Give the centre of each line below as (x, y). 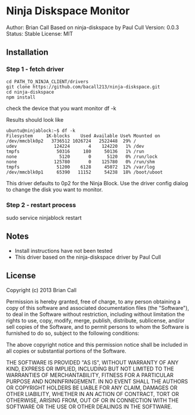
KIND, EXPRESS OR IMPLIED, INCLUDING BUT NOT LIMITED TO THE (90, 369)
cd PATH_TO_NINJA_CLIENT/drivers (47, 81)
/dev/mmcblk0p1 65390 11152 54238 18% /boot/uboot (84, 172)
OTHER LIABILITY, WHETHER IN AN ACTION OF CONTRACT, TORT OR (92, 394)
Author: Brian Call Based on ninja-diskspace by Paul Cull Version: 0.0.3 (93, 27)
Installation (27, 53)
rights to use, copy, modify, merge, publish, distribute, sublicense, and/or (95, 320)
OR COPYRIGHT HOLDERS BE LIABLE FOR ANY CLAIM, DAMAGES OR (92, 388)
